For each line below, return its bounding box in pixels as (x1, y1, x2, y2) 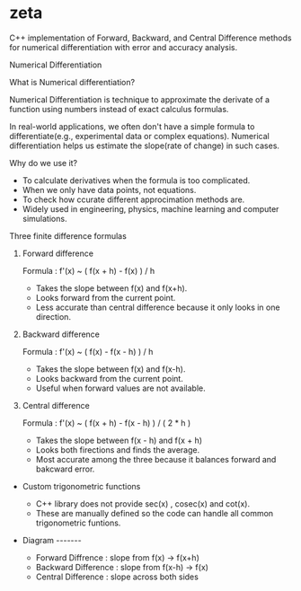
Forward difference (22, 248, 94, 259)
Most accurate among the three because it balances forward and (35, 454, 277, 464)
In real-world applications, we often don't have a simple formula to (9, 120, 255, 132)
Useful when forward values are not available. (35, 383, 206, 393)
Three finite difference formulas (9, 230, 128, 241)
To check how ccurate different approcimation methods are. (22, 194, 245, 205)
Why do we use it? (9, 157, 78, 168)
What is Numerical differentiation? (9, 76, 136, 87)
